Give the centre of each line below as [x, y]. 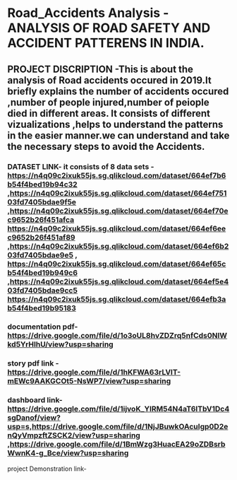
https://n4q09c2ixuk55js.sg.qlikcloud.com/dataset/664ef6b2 [119, 246]
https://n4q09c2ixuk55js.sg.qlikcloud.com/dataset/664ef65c [117, 264]
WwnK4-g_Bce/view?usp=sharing [68, 453]
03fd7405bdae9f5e [42, 201]
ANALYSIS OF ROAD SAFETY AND [109, 28]
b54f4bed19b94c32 [42, 184]
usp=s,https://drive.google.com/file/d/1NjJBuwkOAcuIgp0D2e [118, 427]
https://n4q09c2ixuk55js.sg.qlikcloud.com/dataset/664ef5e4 [119, 281]
